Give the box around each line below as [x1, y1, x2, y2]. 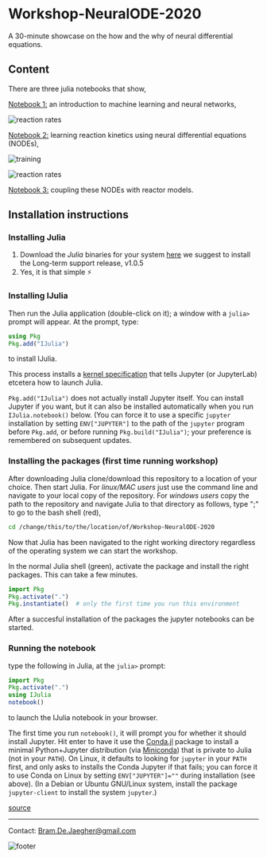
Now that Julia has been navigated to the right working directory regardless [8, 537, 256, 547]
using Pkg [8, 332, 41, 340]
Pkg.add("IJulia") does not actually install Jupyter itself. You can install [8, 394, 244, 403]
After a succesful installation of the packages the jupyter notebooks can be [8, 614, 254, 624]
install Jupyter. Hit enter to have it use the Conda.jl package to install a [8, 737, 239, 746]
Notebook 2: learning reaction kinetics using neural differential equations [8, 130, 247, 139]
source [8, 803, 32, 813]
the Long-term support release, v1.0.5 [19, 258, 145, 268]
